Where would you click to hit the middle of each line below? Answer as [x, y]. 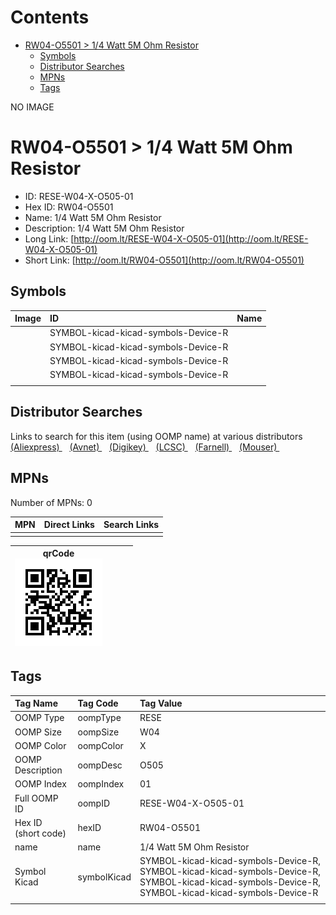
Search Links [131, 525]
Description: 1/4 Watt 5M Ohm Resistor [104, 228]
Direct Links [69, 525]
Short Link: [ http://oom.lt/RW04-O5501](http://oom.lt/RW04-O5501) [164, 260]
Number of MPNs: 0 [51, 502]
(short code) [40, 833]
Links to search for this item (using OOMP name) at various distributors [156, 436]
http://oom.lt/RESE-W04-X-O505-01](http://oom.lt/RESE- [191, 238]
